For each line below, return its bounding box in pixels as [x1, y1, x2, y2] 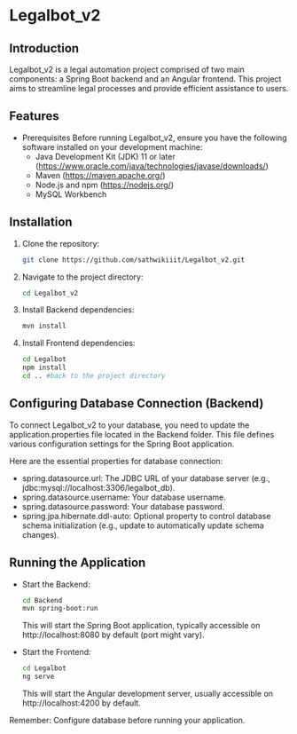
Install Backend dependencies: [21, 304, 135, 315]
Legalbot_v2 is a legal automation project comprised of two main [9, 64, 246, 75]
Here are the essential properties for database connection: [9, 455, 223, 466]
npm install [21, 363, 66, 373]
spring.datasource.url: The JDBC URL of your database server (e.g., [21, 472, 270, 484]
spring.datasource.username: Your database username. [21, 492, 226, 502]
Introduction [9, 41, 80, 56]
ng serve [21, 672, 55, 682]
